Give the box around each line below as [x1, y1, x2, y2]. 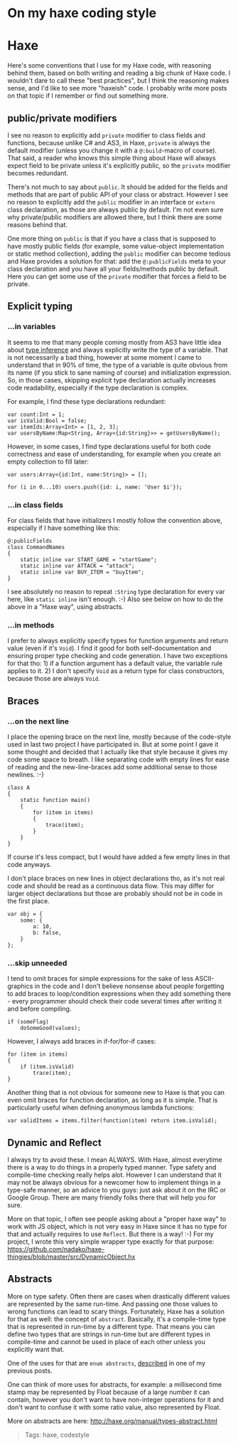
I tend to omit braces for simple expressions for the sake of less [7, 974, 194, 983]
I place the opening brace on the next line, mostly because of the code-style [7, 732, 232, 741]
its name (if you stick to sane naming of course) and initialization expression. [7, 368, 232, 377]
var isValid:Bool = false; [7, 417, 87, 425]
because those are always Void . [7, 675, 101, 683]
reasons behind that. [7, 220, 68, 229]
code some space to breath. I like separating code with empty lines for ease [7, 755, 229, 764]
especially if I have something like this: [7, 524, 121, 532]
